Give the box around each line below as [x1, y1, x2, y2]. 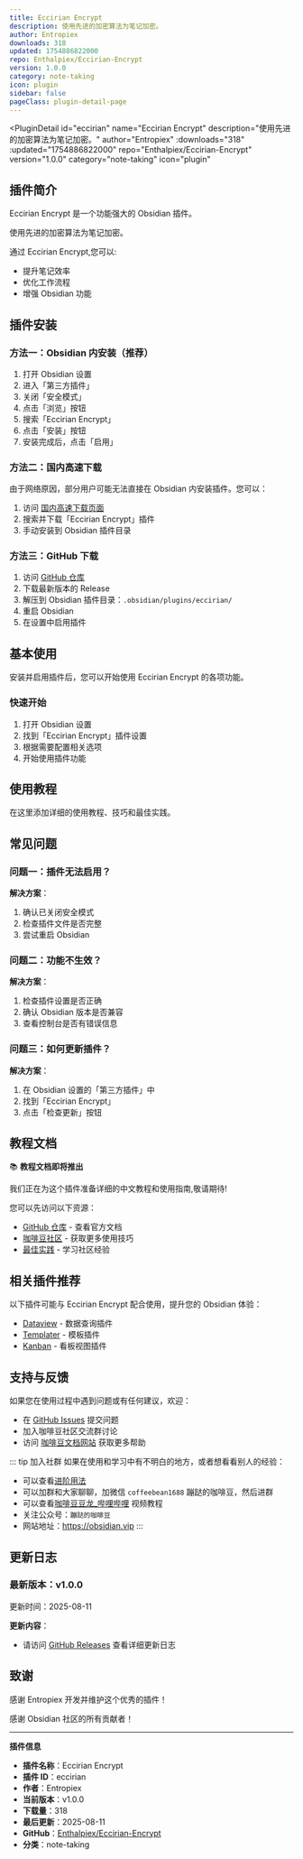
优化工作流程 [22, 277, 70, 288]
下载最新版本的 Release [22, 583, 110, 594]
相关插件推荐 [9, 1273, 81, 1289]
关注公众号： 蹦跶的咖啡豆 [22, 1509, 111, 1521]
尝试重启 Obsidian [22, 929, 90, 940]
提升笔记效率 [22, 265, 70, 276]
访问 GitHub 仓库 [22, 572, 86, 583]
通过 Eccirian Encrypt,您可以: [9, 246, 117, 257]
